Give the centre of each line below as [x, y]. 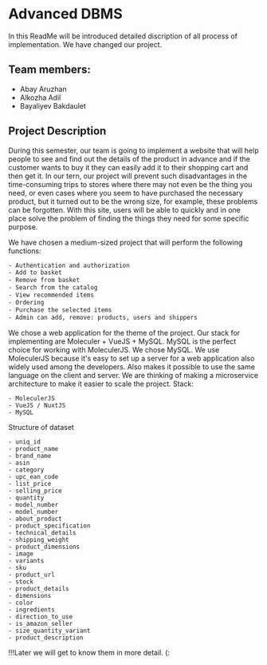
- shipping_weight [39, 540]
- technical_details [43, 532]
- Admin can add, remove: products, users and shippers [103, 317]
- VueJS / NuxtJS [37, 405]
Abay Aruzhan [43, 89]
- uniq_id [25, 442]
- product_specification [49, 526]
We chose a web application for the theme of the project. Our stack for [124, 332]
